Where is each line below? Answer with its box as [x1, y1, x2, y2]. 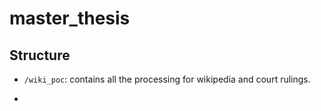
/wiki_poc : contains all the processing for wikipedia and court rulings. [23, 73, 311, 85]
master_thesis [9, 7, 131, 30]
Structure [9, 47, 71, 64]
